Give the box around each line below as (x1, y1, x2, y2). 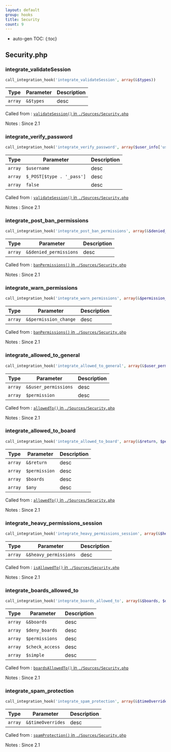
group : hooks (5, 12, 33, 17)
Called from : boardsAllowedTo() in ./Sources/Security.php (5, 665, 129, 671)
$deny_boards (25, 628, 58, 633)
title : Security (5, 17, 40, 22)
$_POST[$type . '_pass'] (25, 173, 87, 179)
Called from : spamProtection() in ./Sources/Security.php (5, 732, 126, 738)
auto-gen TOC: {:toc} (12, 36, 58, 42)
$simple (25, 653, 45, 658)
